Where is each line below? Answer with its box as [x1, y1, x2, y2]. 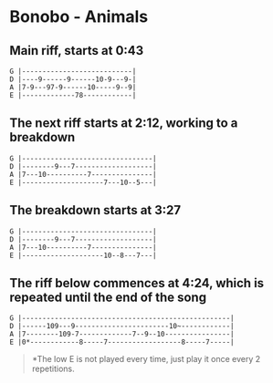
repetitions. [31, 363, 75, 375]
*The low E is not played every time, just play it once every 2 [31, 354, 261, 365]
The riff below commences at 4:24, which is [9, 275, 265, 291]
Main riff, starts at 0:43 [9, 43, 144, 58]
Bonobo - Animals [9, 6, 149, 27]
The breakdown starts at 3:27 [9, 202, 182, 218]
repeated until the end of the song [9, 290, 207, 305]
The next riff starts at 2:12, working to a [9, 116, 238, 131]
